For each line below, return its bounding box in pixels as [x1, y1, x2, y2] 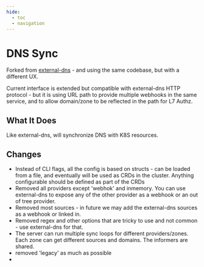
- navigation [12, 20, 45, 26]
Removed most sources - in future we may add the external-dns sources [15, 204, 198, 211]
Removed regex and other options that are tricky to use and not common [15, 217, 198, 224]
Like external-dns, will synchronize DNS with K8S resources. [6, 131, 158, 139]
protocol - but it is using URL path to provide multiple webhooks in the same [6, 91, 197, 99]
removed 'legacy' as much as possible [15, 249, 111, 256]
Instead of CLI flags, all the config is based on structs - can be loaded [15, 165, 191, 172]
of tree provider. [15, 197, 56, 204]
